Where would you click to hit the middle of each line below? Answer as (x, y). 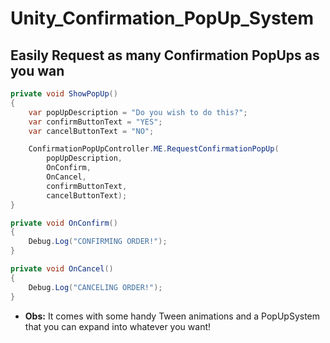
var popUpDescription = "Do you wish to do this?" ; (138, 112)
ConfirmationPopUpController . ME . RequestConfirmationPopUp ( (154, 149)
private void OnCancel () (62, 269)
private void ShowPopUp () (64, 94)
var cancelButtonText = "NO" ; (91, 131)
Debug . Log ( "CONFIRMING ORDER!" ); (98, 242)
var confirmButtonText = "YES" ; (95, 122)
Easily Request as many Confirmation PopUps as (165, 55)
